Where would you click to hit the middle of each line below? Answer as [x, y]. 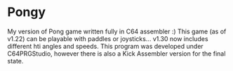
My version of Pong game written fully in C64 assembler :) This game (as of [117, 31]
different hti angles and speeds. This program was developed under [105, 46]
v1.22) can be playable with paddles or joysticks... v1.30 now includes [108, 38]
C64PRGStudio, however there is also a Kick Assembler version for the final [116, 54]
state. [15, 61]
